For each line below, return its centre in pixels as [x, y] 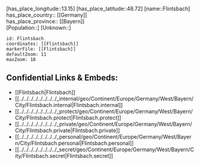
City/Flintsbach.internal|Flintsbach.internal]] [69, 105]
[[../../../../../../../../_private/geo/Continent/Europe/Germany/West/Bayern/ [103, 124]
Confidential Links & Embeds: [62, 78]
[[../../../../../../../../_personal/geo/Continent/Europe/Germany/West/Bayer [103, 136]
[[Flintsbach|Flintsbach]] [45, 92]
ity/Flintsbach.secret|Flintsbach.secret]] [64, 155]
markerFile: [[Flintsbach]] [41, 49]
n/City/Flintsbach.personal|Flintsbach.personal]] [74, 143]
